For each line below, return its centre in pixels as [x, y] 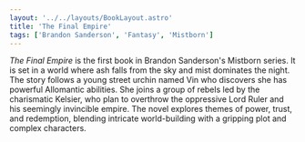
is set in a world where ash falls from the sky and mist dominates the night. [150, 70]
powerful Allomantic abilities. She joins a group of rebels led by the [135, 90]
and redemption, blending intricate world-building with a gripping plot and [148, 118]
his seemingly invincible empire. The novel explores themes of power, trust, [151, 109]
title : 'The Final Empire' [61, 26]
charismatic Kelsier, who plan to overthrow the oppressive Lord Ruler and [147, 99]
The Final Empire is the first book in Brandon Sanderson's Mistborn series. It [152, 61]
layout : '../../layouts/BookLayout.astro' [91, 18]
